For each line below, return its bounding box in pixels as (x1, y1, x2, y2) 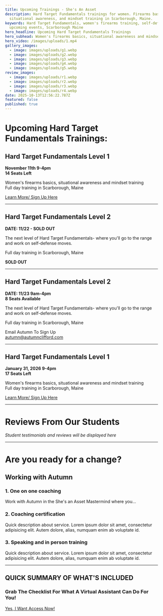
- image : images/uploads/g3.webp (9, 57, 77, 62)
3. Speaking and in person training (5, 539, 88, 546)
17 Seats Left (5, 371, 32, 376)
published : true (5, 102, 38, 107)
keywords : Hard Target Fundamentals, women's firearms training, (5, 20, 140, 26)
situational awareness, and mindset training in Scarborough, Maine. (9, 16, 153, 21)
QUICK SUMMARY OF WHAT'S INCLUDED (5, 574, 134, 582)
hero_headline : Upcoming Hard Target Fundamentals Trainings (5, 30, 131, 34)
